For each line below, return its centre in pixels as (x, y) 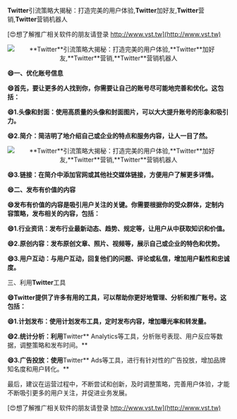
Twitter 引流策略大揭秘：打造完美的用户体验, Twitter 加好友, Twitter (103, 10)
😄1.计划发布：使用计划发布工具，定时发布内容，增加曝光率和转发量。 (109, 321)
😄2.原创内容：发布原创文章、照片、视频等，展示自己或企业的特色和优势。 (116, 243)
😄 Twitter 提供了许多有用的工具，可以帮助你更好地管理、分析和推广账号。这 (117, 297)
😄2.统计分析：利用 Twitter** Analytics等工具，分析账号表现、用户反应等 (112, 336)
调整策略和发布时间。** (54, 345)
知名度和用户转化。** (38, 369)
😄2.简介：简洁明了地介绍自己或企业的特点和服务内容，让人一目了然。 (109, 136)
